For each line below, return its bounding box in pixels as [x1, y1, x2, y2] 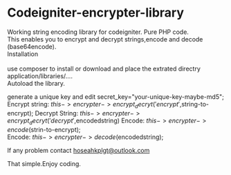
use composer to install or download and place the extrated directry [7, 64, 201, 73]
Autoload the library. [7, 79, 66, 87]
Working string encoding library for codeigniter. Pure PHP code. [7, 28, 189, 36]
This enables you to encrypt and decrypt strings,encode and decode [7, 35, 203, 43]
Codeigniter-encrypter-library [7, 5, 185, 21]
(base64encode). [7, 42, 57, 50]
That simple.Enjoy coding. [7, 159, 82, 167]
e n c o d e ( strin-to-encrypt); [7, 125, 81, 133]
